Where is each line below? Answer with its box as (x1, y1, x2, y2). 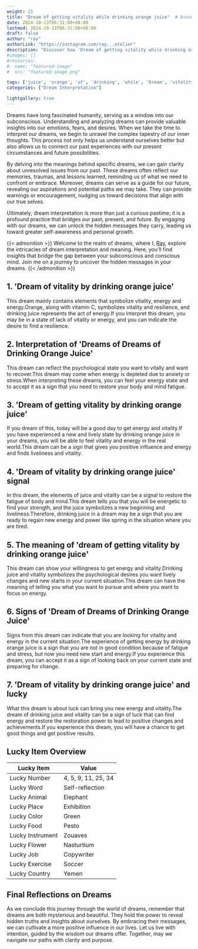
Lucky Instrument (9, 831, 58, 840)
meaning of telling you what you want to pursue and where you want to (6, 583, 179, 590)
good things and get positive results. (6, 730, 95, 737)
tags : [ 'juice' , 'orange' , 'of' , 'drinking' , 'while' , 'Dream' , (6, 79, 167, 85)
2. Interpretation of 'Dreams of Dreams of (6, 339, 161, 349)
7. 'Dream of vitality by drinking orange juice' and (6, 680, 190, 690)
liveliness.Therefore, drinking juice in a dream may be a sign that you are (6, 510, 183, 518)
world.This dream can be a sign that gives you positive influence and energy (6, 444, 192, 451)
